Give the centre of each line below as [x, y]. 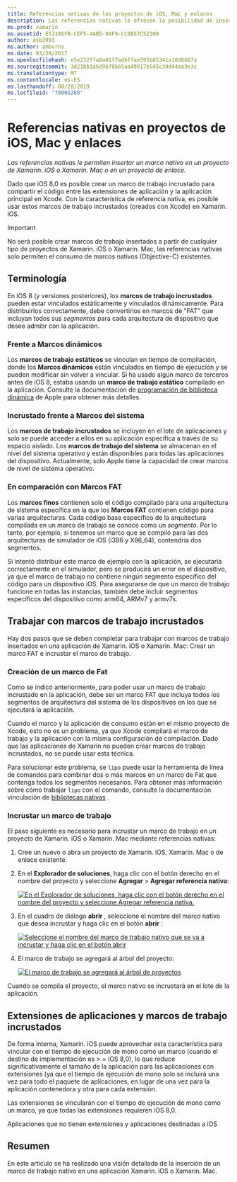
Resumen [29, 1146]
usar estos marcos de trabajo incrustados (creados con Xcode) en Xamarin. [117, 207]
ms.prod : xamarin [33, 27]
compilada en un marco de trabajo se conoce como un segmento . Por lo [112, 525]
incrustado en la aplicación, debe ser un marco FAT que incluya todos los [114, 694]
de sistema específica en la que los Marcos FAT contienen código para [110, 510]
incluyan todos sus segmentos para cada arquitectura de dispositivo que [113, 318]
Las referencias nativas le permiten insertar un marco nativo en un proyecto [118, 163]
